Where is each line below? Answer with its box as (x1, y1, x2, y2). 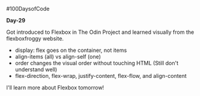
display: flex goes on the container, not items (15, 46, 127, 54)
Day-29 (6, 17, 26, 24)
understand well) (15, 66, 57, 73)
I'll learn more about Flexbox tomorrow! (6, 84, 105, 91)
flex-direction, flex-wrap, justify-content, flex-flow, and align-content (15, 72, 187, 79)
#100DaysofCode (6, 5, 50, 12)
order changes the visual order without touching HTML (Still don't (15, 60, 179, 66)
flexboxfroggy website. (6, 35, 64, 42)
